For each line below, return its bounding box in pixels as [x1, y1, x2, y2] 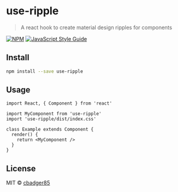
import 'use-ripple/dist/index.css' [6, 116, 96, 122]
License [6, 163, 36, 174]
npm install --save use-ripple [6, 68, 83, 74]
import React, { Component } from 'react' [6, 100, 112, 106]
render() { [11, 132, 38, 138]
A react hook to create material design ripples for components [20, 24, 173, 31]
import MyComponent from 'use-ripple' [6, 111, 102, 117]
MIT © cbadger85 [6, 180, 50, 187]
